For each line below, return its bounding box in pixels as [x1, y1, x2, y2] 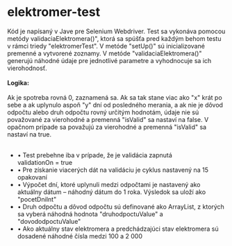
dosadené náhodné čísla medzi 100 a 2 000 [17, 231, 142, 240]
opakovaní [17, 173, 47, 181]
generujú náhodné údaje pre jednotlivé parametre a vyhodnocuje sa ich [7, 56, 212, 64]
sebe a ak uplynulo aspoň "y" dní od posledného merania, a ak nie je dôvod [7, 100, 224, 109]
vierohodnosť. [7, 64, 47, 72]
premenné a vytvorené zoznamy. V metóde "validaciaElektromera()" [7, 49, 202, 58]
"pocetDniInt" [17, 195, 57, 203]
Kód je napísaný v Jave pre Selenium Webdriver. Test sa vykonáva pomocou [7, 27, 226, 35]
